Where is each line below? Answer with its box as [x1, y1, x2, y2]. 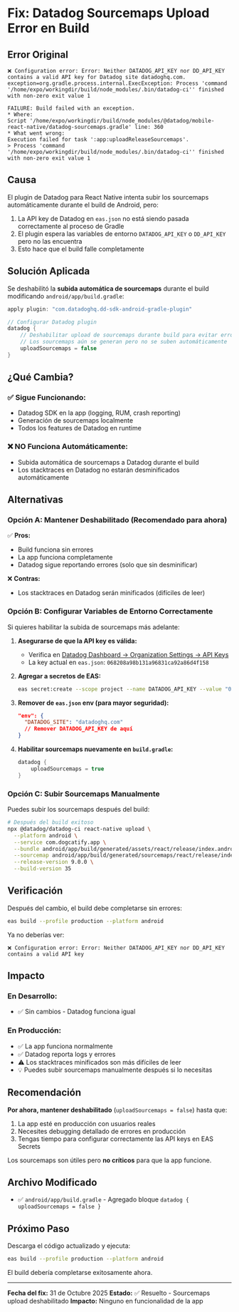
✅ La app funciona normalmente [17, 1042, 113, 1050]
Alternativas [7, 494, 64, 506]
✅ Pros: [7, 531, 31, 539]
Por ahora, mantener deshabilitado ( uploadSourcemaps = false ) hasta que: [7, 1105, 228, 1114]
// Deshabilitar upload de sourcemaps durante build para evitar [20, 331, 218, 339]
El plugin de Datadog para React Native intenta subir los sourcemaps [7, 192, 209, 201]
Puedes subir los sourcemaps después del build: [7, 805, 150, 814]
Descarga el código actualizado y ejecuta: [7, 1241, 131, 1250]
